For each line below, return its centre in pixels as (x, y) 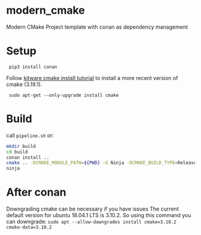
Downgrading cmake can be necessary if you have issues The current (92, 209)
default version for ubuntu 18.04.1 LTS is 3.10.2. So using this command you (99, 215)
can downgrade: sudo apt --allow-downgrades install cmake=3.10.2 (91, 222)
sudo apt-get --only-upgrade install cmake (64, 95)
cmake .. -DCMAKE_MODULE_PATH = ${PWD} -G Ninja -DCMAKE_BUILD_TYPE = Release (101, 163)
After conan (36, 192)
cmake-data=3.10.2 (29, 227)
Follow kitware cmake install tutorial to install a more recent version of (92, 78)
